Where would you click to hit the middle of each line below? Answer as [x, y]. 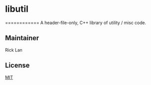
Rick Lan [14, 50]
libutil [17, 9]
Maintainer [22, 38]
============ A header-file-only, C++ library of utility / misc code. [75, 23]
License [17, 66]
